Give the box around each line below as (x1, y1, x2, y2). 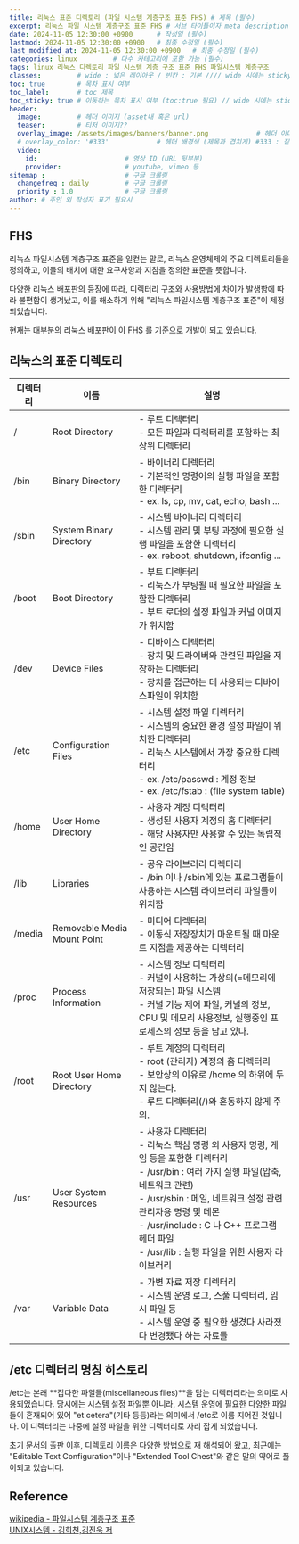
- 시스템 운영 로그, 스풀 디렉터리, (138, 1289, 269, 1301)
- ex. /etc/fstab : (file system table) (138, 784, 286, 797)
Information (52, 996, 101, 1009)
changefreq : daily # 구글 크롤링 (17, 179, 167, 188)
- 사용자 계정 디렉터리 (138, 800, 226, 813)
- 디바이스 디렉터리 (138, 635, 215, 648)
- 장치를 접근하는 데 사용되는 (138, 675, 253, 688)
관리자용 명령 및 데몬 (138, 1205, 221, 1218)
